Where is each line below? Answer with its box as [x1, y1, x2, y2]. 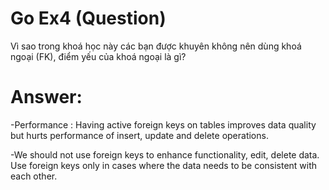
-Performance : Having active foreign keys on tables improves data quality [10, 118, 317, 131]
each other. [10, 170, 58, 182]
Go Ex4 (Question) [10, 7, 167, 30]
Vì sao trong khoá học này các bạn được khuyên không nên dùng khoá [10, 40, 302, 52]
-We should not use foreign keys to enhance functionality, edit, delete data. [10, 148, 320, 161]
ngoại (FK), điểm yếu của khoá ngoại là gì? [10, 50, 187, 62]
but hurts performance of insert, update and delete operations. [10, 129, 269, 141]
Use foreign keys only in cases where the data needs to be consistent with [10, 159, 318, 171]
